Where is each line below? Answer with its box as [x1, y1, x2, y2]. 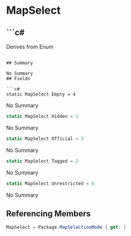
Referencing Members [6, 209, 91, 219]
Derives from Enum [6, 43, 54, 50]
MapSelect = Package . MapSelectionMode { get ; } [6, 225, 127, 231]
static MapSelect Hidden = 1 [6, 114, 79, 119]
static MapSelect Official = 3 [6, 136, 84, 142]
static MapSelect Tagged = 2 [6, 158, 79, 164]
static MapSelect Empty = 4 [6, 91, 76, 97]
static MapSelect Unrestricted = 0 [6, 180, 95, 186]
